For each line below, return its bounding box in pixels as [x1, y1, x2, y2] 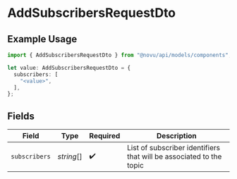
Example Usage [7, 33, 78, 45]
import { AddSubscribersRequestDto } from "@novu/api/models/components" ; [7, 51, 232, 58]
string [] [57, 152, 83, 161]
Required [89, 131, 121, 141]
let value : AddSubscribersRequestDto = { [7, 64, 131, 71]
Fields [7, 110, 35, 122]
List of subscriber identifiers [126, 143, 221, 153]
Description [156, 131, 197, 141]
